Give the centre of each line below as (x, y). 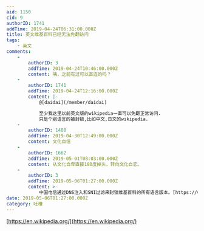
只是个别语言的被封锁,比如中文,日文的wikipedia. (93, 119)
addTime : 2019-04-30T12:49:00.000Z (73, 136)
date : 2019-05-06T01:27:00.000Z (47, 198)
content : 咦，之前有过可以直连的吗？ (70, 74)
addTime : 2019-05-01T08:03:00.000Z (73, 159)
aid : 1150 (19, 12)
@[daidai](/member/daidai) (73, 102)
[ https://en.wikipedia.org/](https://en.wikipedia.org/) (72, 221)
